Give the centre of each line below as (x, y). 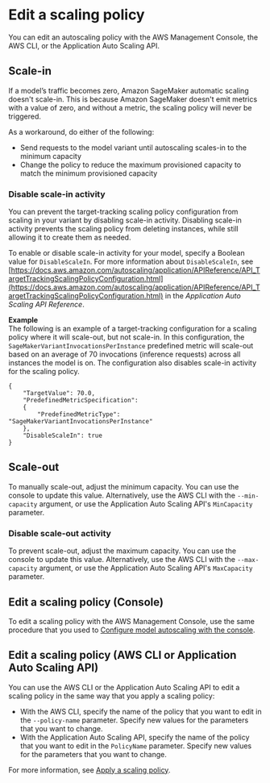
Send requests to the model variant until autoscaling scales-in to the (133, 148)
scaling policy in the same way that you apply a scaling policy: (112, 696)
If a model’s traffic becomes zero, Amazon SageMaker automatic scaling (129, 90)
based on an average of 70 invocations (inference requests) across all (125, 354)
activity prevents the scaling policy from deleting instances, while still (124, 229)
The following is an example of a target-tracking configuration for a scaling (133, 329)
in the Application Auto (203, 296)
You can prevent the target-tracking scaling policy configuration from (123, 212)
